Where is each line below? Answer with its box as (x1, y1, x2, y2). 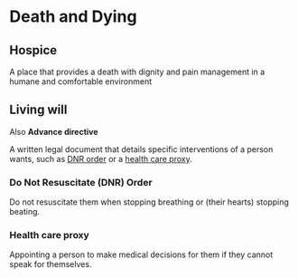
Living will (9, 102, 68, 118)
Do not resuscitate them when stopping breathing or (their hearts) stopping (9, 197, 289, 207)
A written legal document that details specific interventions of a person (9, 143, 274, 155)
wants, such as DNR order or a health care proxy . (9, 153, 192, 164)
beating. (9, 206, 41, 217)
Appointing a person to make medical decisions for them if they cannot (9, 249, 274, 260)
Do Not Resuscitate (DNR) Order (9, 176, 153, 188)
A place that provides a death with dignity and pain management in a (9, 66, 265, 77)
